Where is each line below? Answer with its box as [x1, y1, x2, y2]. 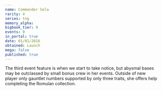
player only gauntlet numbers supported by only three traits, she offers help [5, 76, 157, 81]
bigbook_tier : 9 [5, 25, 38, 30]
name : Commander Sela [5, 7, 49, 12]
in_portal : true [5, 34, 38, 39]
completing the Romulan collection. [5, 81, 76, 87]
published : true [5, 52, 38, 57]
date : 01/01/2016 [5, 39, 40, 44]
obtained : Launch [5, 43, 40, 48]
